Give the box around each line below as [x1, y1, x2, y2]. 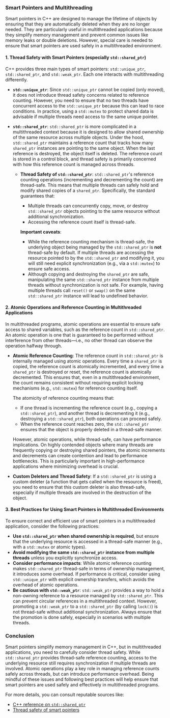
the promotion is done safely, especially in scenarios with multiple [12, 614, 151, 620]
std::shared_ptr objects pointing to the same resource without [27, 208, 160, 214]
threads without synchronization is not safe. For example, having [27, 282, 164, 288]
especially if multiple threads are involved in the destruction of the [12, 489, 152, 495]
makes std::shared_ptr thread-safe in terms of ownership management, [12, 565, 165, 571]
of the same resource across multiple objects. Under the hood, [12, 134, 145, 140]
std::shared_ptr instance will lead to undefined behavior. [27, 292, 149, 299]
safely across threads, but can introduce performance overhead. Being [5, 671, 154, 677]
